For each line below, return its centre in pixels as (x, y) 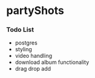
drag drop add (33, 69)
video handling (34, 56)
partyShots (35, 11)
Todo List (20, 30)
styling (23, 49)
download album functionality (52, 62)
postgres (26, 43)
